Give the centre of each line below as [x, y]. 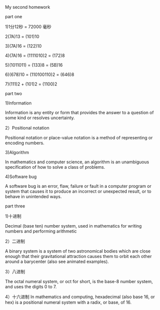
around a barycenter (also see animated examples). [57, 261]
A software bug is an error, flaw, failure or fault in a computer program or [78, 186]
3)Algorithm [17, 152]
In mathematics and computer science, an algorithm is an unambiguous [77, 162]
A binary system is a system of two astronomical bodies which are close [78, 251]
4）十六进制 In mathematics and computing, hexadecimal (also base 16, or [80, 297]
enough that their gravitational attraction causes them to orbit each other [79, 256]
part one [14, 16]
